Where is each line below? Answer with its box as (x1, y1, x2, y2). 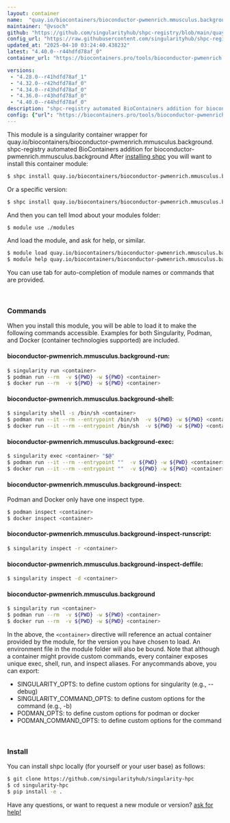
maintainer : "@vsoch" (7, 23, 69, 29)
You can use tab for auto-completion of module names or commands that (7, 269, 214, 277)
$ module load (7, 249, 48, 257)
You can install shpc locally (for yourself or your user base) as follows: (7, 762, 205, 771)
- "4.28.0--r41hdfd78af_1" (10, 73, 88, 80)
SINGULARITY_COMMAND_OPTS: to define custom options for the (16, 694, 205, 702)
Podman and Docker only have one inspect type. (7, 495, 145, 504)
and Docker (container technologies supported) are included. (7, 336, 180, 345)
